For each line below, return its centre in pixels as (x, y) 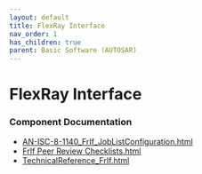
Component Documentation (71, 123)
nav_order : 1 (33, 34)
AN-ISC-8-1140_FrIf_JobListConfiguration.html (107, 141)
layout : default (39, 17)
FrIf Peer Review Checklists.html (81, 151)
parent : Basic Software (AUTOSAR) (73, 51)
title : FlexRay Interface (57, 26)
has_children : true (45, 42)
